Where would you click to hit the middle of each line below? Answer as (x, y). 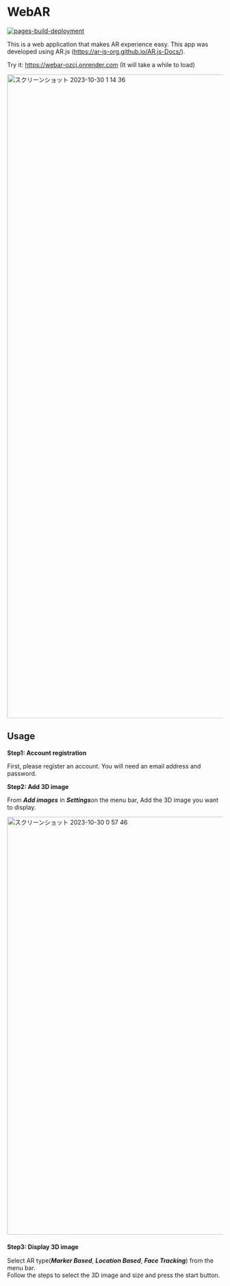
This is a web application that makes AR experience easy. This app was (108, 44)
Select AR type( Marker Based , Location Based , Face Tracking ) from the (111, 1260)
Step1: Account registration (47, 753)
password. (22, 773)
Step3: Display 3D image (43, 1247)
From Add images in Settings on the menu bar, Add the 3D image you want (113, 800)
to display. (22, 807)
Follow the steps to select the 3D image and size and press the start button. (114, 1275)
